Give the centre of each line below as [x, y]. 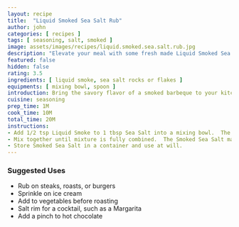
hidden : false [28, 67]
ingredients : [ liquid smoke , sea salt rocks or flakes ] [95, 80]
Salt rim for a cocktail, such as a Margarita [80, 209]
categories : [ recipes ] [44, 34]
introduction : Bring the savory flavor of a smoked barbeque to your [113, 93]
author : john [27, 27]
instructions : [28, 126]
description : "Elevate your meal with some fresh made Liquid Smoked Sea [119, 54]
